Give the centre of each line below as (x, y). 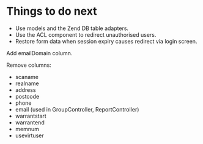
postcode (27, 96)
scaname (27, 77)
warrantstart (31, 116)
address (25, 89)
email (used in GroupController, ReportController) (77, 109)
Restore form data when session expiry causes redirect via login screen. (106, 41)
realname (27, 83)
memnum (27, 129)
